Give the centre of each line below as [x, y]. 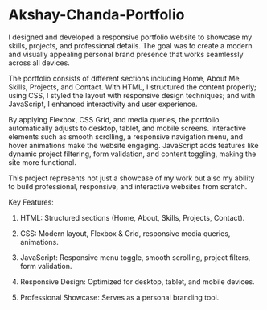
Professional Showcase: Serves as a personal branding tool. [119, 297]
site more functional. [42, 162]
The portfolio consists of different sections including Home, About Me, [125, 78]
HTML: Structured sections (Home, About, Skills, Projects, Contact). [132, 217]
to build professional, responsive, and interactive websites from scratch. [128, 186]
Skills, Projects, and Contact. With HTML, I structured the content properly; [133, 87]
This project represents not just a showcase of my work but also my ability [131, 178]
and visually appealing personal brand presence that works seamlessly [126, 54]
